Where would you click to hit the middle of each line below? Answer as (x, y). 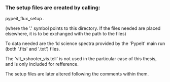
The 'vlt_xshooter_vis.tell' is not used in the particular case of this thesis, (81, 59)
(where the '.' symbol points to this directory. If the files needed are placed (83, 28)
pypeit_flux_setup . (25, 19)
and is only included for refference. (42, 64)
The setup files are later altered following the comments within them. (77, 74)
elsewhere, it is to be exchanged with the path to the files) (66, 34)
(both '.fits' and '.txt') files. (33, 49)
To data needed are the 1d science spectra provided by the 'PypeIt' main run (85, 44)
